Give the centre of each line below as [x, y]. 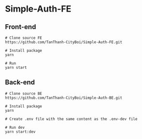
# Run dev [15, 127]
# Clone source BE [24, 93]
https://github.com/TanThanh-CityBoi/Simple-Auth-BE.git [64, 98]
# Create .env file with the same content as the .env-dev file [71, 119]
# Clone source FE [24, 38]
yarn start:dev [20, 132]
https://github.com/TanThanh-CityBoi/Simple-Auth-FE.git [64, 42]
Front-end [21, 27]
